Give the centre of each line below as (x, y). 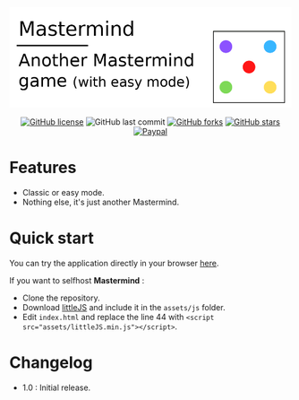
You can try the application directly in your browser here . (114, 263)
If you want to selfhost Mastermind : (77, 280)
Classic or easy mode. (63, 192)
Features (43, 168)
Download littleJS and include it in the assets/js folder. (124, 307)
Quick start (51, 238)
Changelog (51, 362)
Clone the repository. (61, 298)
